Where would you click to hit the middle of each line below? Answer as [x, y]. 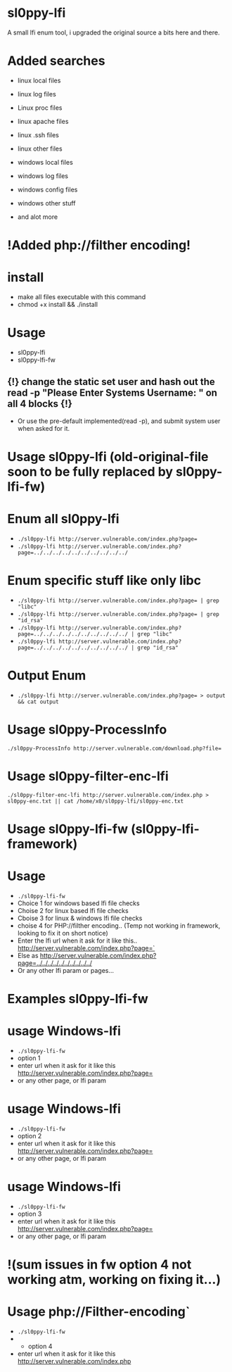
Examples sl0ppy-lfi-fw [78, 999]
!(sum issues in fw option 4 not [99, 1264]
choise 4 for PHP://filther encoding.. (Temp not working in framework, [119, 925]
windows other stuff [46, 203]
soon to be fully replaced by [90, 471]
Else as [28, 955]
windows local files [45, 162]
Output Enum [47, 675]
